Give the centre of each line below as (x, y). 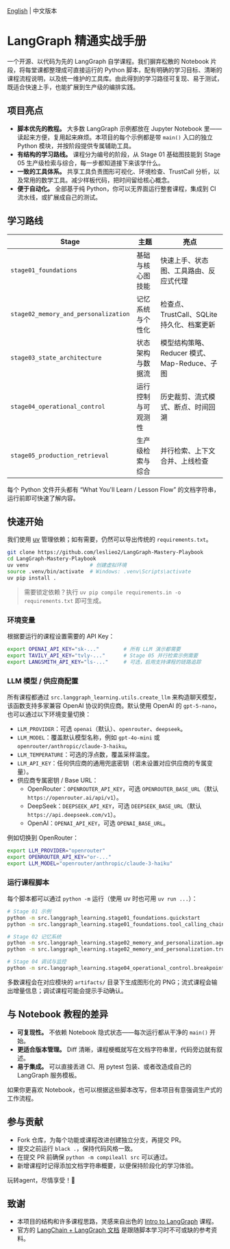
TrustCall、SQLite (189, 314)
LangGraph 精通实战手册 (77, 41)
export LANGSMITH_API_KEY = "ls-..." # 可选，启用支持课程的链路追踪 (104, 662)
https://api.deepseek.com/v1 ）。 (73, 814)
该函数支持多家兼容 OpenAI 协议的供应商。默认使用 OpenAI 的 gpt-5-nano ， (114, 705)
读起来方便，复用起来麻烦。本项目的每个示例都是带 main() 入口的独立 (115, 137)
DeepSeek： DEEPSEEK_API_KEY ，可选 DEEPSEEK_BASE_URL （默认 (114, 806)
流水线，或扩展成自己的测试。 (59, 197)
